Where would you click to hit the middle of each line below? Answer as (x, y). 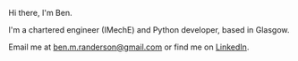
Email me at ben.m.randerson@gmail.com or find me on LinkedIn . (129, 47)
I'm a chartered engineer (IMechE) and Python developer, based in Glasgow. (149, 30)
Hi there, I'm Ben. (40, 13)
